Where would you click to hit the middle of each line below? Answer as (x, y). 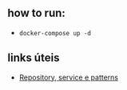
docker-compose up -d (55, 33)
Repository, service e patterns (69, 77)
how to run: (36, 13)
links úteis (34, 58)
